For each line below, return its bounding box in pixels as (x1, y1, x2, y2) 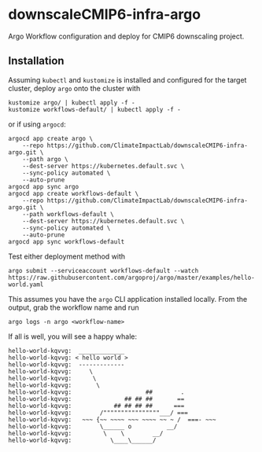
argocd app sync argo (8, 182, 79, 190)
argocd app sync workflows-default (8, 237, 125, 245)
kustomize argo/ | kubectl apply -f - (8, 98, 135, 107)
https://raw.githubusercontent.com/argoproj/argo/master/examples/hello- (8, 274, 256, 281)
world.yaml (8, 281, 44, 288)
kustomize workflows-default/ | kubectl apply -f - (8, 105, 181, 113)
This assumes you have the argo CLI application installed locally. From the (8, 294, 248, 303)
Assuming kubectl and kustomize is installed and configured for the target (8, 75, 247, 84)
